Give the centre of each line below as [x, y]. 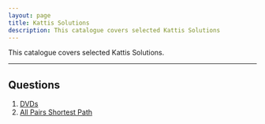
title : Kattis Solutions [49, 23]
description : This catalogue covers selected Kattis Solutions [114, 30]
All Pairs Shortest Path [56, 112]
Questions [34, 85]
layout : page [30, 15]
